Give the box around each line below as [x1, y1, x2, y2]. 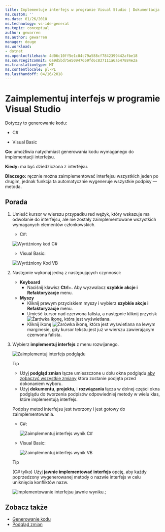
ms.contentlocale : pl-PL [5, 67, 56, 72]
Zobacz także [5, 503, 48, 512]
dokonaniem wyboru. [19, 381, 63, 387]
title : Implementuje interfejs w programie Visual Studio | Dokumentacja [5, 7, 160, 12]
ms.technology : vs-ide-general [5, 21, 69, 26]
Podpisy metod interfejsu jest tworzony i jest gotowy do [12, 406, 126, 412]
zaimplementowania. [12, 411, 55, 417]
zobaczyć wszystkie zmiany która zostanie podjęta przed [19, 375, 136, 381]
